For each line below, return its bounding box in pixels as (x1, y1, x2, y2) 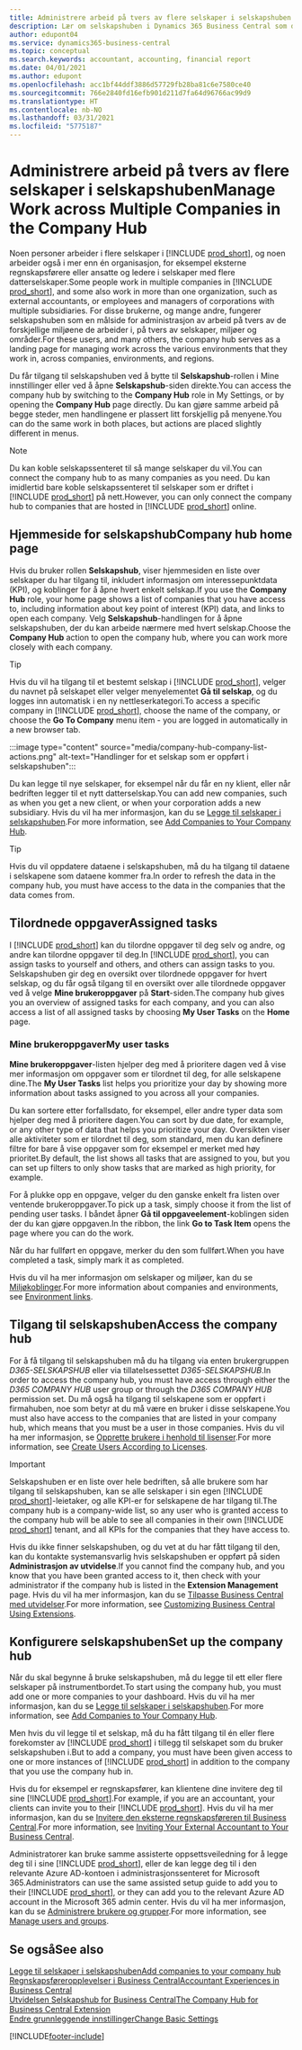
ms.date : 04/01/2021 (9, 64, 87, 73)
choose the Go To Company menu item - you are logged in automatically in (9, 715, 289, 725)
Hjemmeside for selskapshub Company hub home (9, 527, 293, 543)
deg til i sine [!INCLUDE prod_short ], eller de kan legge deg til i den (9, 1858, 258, 1869)
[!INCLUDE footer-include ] (9, 2031, 105, 2042)
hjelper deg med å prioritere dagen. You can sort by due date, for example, (9, 1114, 284, 1125)
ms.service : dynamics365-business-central (9, 38, 171, 48)
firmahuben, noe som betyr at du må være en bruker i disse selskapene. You (9, 1403, 290, 1414)
